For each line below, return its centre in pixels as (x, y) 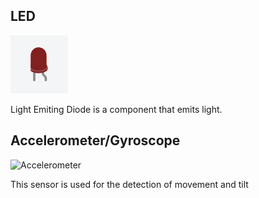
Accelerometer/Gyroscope (95, 140)
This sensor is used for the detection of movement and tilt (129, 184)
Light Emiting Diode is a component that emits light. (116, 109)
